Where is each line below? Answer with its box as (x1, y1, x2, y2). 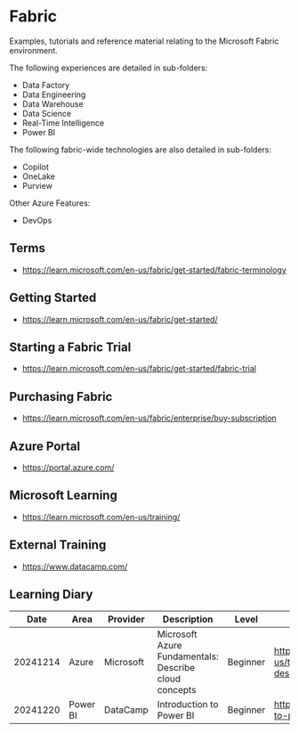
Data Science (21, 108, 72, 118)
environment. (9, 45, 58, 55)
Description (162, 613, 214, 625)
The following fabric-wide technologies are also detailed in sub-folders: (9, 144, 272, 155)
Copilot (21, 161, 49, 172)
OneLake (21, 171, 56, 182)
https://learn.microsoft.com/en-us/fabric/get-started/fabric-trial (21, 363, 256, 374)
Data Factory (21, 79, 70, 90)
